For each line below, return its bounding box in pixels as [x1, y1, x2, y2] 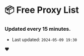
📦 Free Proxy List [4, 4, 79, 16]
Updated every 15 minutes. [4, 26, 71, 33]
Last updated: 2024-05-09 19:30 [11, 37, 78, 43]
